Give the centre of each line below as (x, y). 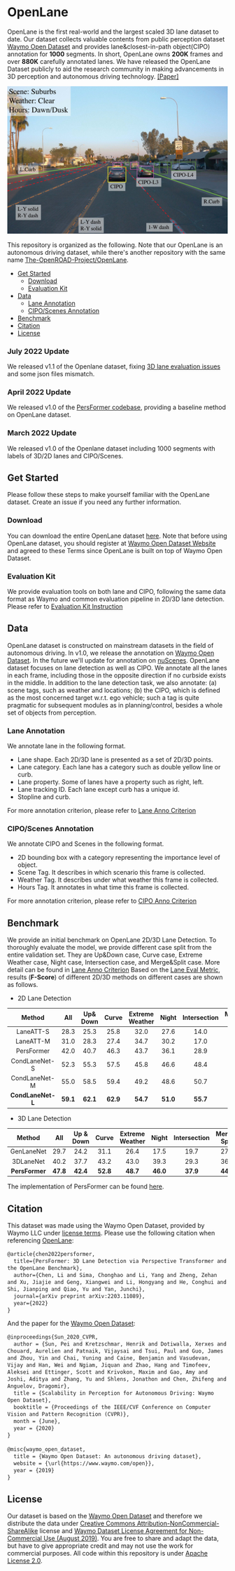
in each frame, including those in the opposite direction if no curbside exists (117, 675)
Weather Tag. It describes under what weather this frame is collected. (118, 880)
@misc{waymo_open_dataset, (47, 1450)
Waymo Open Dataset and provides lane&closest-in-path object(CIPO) (109, 46)
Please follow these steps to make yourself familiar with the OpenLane (108, 495)
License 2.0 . (25, 1560)
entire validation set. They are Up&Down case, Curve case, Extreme (105, 955)
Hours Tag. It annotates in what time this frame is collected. (103, 887)
